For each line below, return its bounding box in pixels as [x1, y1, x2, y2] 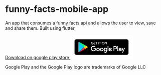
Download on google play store [5, 55, 70, 61]
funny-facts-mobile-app [5, 3, 109, 15]
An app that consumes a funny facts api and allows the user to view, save [5, 20, 156, 26]
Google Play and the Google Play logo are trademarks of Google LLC [5, 64, 146, 70]
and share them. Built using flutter [5, 25, 75, 31]
